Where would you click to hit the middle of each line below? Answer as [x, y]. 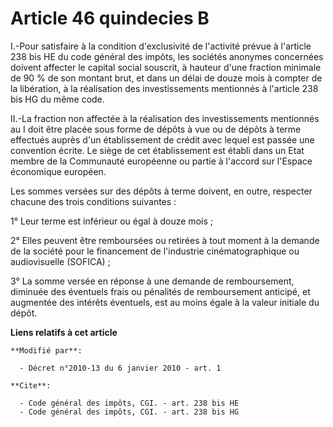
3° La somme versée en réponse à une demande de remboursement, [152, 281]
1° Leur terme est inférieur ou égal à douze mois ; [111, 221]
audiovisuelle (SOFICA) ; [60, 261]
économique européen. [58, 171]
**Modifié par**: [46, 350]
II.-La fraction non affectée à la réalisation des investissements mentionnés [165, 118]
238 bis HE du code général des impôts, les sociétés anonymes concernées [167, 56]
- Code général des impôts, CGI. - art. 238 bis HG [129, 412]
